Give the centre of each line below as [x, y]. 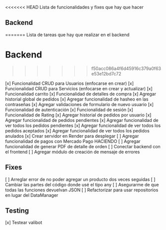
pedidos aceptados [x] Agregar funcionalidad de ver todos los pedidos [77, 130]
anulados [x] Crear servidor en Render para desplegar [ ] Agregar [72, 136]
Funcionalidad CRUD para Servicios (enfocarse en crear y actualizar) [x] [79, 88]
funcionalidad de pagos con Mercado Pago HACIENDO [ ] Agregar [73, 141]
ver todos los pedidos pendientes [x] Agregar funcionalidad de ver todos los [83, 125]
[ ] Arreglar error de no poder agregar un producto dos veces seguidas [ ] [80, 179]
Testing [17, 210]
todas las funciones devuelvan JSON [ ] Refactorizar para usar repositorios [82, 190]
